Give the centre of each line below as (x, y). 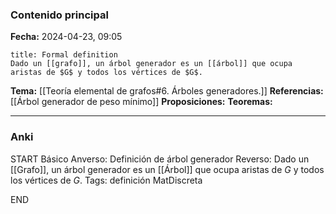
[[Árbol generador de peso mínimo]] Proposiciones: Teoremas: (141, 102)
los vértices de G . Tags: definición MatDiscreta (106, 180)
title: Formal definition (64, 55)
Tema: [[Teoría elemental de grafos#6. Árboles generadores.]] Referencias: (167, 91)
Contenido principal (59, 15)
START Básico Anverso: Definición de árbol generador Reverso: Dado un (160, 159)
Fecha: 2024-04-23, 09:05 (66, 37)
